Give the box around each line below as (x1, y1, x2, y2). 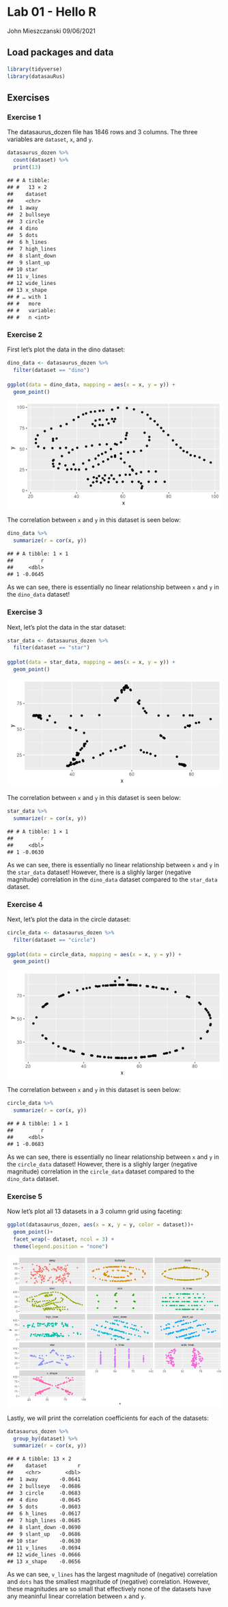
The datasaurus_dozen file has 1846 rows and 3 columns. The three (7, 128, 198, 136)
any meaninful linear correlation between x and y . (7, 1592, 146, 1600)
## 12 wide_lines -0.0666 (7, 1552, 81, 1558)
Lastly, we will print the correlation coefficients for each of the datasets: (7, 1414, 210, 1422)
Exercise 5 (7, 1192, 43, 1201)
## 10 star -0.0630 (7, 1538, 81, 1545)
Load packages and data (7, 47, 114, 58)
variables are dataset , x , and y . (7, 135, 94, 144)
